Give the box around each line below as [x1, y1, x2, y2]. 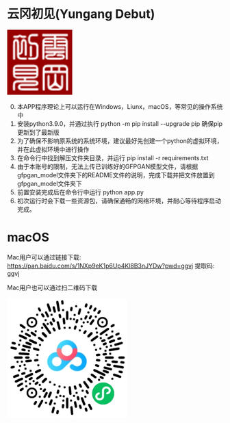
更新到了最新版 [16, 128, 60, 136]
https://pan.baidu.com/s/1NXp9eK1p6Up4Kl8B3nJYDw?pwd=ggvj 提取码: [7, 261, 215, 270]
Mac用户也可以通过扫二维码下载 [7, 283, 98, 292]
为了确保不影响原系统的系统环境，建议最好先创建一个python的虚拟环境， [16, 136, 223, 144]
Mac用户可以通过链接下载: [7, 253, 81, 261]
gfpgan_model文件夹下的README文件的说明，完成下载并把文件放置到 [16, 170, 215, 179]
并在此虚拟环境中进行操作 [16, 145, 90, 153]
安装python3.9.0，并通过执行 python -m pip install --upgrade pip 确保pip [16, 119, 223, 127]
